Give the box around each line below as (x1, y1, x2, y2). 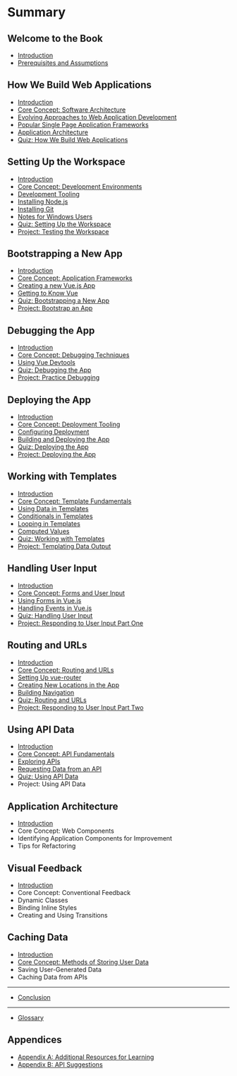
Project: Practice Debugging (17, 373, 100, 382)
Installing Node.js (17, 197, 68, 206)
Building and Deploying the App (17, 435, 110, 444)
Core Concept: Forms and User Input (17, 588, 126, 597)
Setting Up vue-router (17, 673, 82, 682)
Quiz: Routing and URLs (17, 696, 87, 704)
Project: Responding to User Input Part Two (17, 703, 144, 711)
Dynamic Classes (17, 896, 68, 904)
